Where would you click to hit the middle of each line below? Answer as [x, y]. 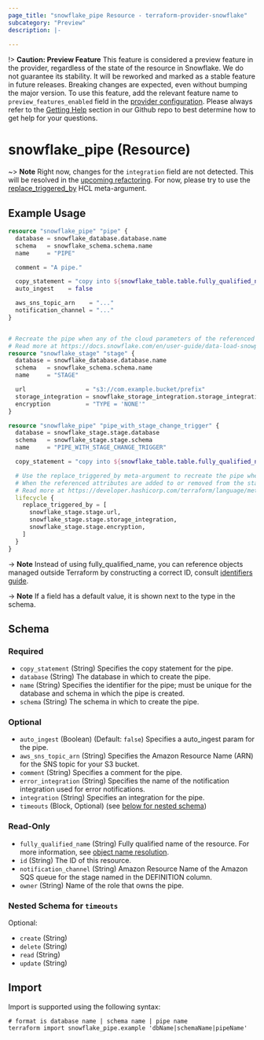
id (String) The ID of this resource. [75, 860]
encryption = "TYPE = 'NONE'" [81, 404]
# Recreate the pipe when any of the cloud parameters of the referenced [132, 339]
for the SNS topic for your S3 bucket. [79, 764]
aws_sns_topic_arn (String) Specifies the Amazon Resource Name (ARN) [136, 756]
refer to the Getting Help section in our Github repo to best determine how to [132, 110]
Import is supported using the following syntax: [84, 1006]
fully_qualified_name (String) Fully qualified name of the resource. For [134, 843]
